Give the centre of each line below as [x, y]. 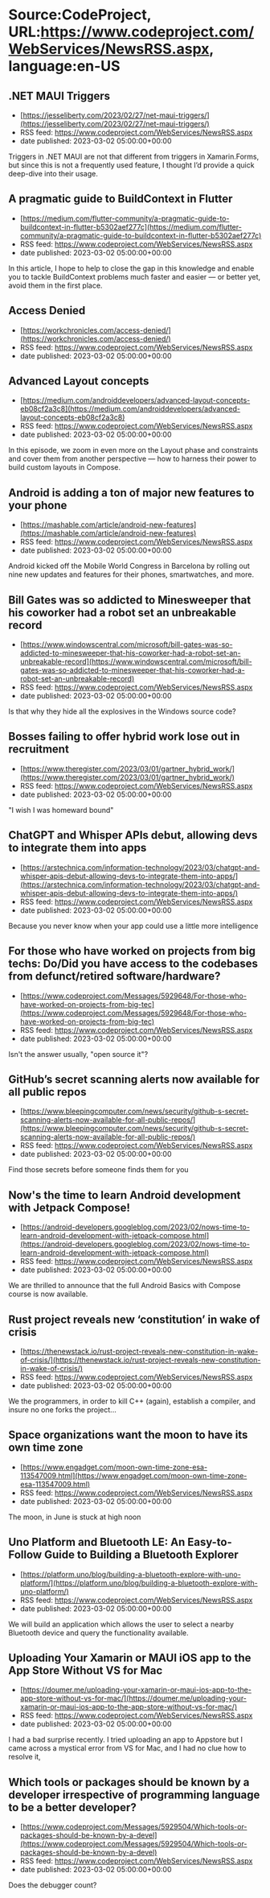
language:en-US [64, 66]
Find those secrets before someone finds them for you [98, 1170]
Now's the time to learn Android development [125, 1195]
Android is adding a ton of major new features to [131, 493]
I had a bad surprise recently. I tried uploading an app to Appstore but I [126, 1740]
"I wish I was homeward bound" [61, 810]
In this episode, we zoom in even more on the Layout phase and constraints [133, 450]
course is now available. [48, 1294]
